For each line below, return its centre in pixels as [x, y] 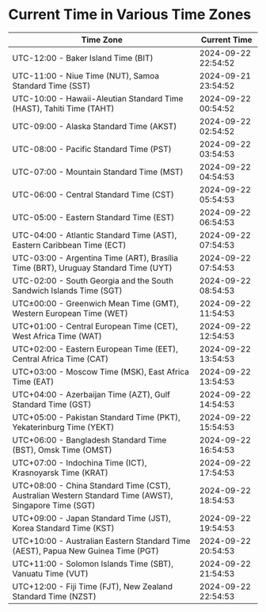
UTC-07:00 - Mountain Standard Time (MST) [98, 172]
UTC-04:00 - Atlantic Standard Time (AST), [95, 235]
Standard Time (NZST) [54, 596]
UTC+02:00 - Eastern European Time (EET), [95, 348]
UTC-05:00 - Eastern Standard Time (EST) [93, 217]
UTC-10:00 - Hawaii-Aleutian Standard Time [98, 98]
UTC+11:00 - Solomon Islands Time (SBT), [93, 564]
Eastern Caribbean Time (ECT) [69, 245]
